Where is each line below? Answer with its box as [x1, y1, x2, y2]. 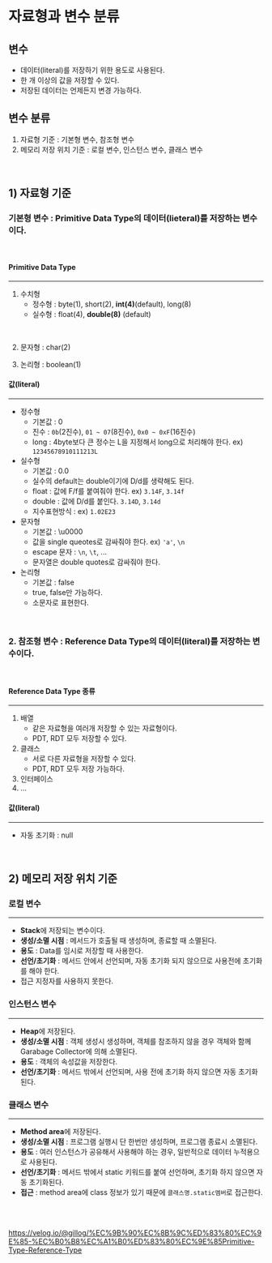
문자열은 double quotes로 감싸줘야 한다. [32, 557, 160, 567]
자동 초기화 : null [19, 830, 74, 840]
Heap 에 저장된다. [19, 1026, 76, 1036]
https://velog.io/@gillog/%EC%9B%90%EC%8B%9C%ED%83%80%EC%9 [8, 1227, 262, 1237]
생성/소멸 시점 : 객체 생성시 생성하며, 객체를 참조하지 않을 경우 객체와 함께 [19, 1036, 252, 1046]
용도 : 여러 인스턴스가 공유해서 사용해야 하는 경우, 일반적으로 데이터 [19, 1146, 232, 1156]
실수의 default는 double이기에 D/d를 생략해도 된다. [32, 476, 194, 486]
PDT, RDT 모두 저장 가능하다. [32, 764, 125, 774]
